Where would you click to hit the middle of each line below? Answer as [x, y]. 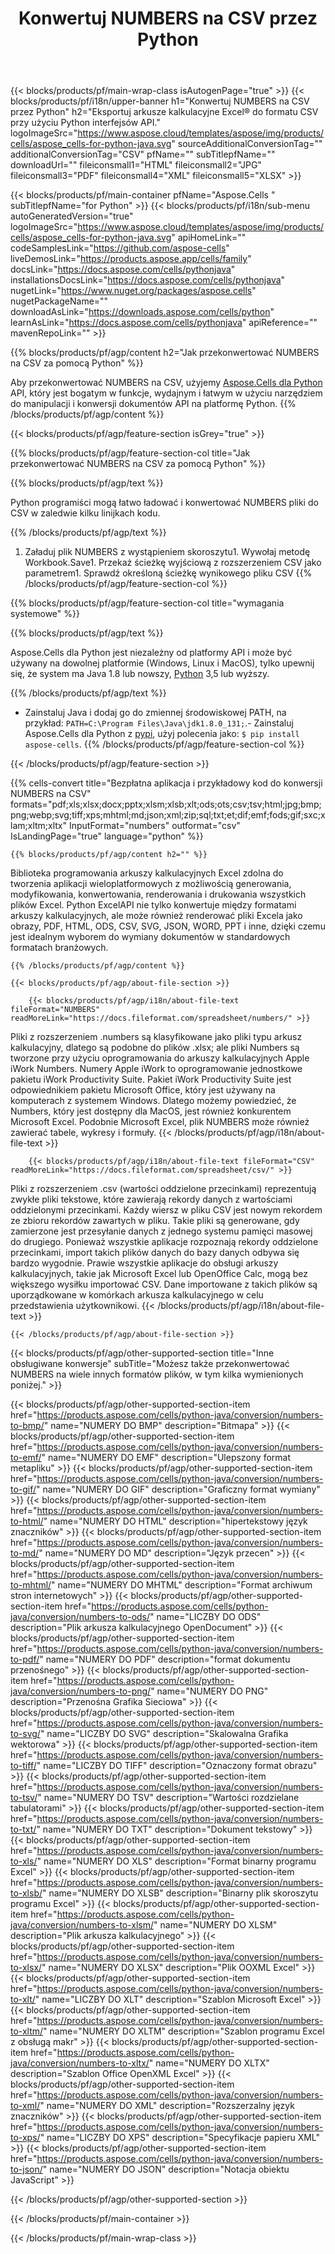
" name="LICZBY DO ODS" [205, 1617]
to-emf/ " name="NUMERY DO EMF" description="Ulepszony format [151, 1458]
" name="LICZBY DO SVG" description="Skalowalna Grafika [164, 1734]
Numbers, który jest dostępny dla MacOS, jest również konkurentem [151, 1111]
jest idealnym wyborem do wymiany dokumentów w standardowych [150, 937]
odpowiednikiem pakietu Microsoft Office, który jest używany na [143, 1090]
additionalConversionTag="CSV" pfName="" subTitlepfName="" [143, 154]
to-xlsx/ [26, 1968]
